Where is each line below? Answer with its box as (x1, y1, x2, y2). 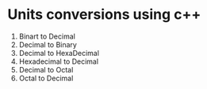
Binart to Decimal (18, 32, 76, 41)
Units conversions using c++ (7, 6, 201, 24)
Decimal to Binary (18, 39, 77, 49)
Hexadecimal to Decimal (18, 57, 99, 66)
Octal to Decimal (18, 73, 74, 83)
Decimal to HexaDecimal (18, 48, 100, 57)
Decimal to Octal (18, 65, 74, 74)
